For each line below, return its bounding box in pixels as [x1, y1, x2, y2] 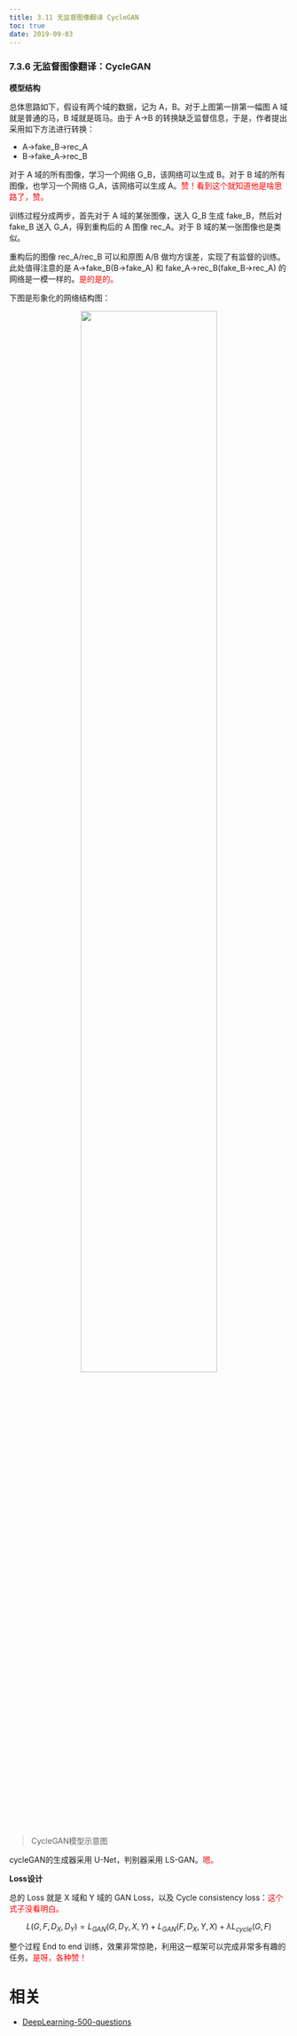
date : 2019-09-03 [9, 29, 74, 38]
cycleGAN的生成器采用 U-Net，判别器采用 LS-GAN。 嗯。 [9, 1854, 219, 1864]
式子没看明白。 [9, 1903, 64, 1913]
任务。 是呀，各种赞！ [9, 1952, 87, 1963]
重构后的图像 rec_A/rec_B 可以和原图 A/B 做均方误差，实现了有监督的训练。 [9, 251, 285, 262]
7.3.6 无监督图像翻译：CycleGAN [9, 60, 152, 73]
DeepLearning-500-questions [21, 2016, 132, 2027]
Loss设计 [9, 1872, 43, 1884]
